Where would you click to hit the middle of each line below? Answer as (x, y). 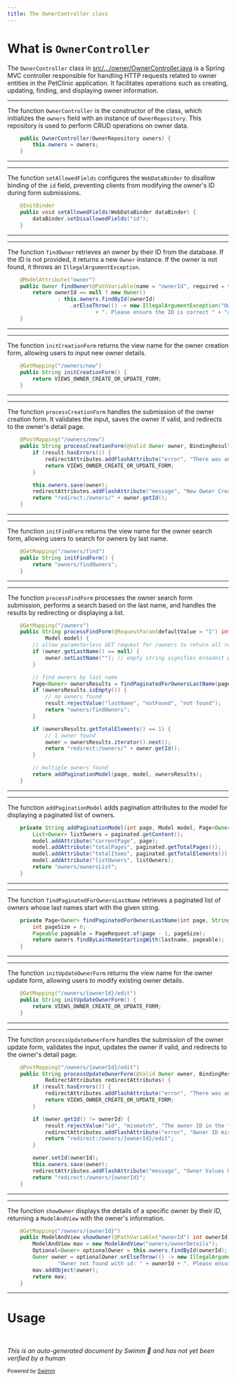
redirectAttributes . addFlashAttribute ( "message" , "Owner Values (129, 1171)
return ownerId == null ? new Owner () (89, 293)
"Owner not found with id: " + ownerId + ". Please (135, 1263)
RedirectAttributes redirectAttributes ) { (108, 1081)
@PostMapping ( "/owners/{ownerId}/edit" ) (80, 1067)
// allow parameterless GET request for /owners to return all (127, 645)
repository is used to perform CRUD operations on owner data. (98, 125)
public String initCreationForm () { (74, 372)
